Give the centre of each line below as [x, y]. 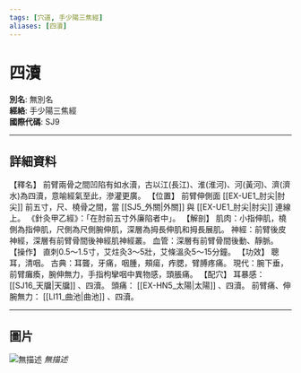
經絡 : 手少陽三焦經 [43, 111]
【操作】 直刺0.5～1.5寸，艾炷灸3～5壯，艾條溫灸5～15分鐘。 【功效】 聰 [144, 252]
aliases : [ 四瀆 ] [38, 26]
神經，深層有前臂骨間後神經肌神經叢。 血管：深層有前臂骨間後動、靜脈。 [144, 241]
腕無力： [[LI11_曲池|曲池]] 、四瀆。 [74, 297]
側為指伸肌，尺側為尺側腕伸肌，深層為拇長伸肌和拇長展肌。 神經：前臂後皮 [148, 230]
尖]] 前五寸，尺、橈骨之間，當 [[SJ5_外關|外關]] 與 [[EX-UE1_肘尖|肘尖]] [141, 207]
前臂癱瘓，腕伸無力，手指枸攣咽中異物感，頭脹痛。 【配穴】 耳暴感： [137, 274]
